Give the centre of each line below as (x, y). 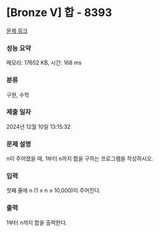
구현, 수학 (18, 95)
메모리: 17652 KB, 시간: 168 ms (44, 63)
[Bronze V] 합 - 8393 (59, 13)
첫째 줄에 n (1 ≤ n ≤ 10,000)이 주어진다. (54, 190)
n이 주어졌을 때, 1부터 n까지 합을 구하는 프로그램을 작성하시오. (80, 159)
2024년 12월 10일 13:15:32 (39, 126)
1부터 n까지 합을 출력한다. (37, 222)
